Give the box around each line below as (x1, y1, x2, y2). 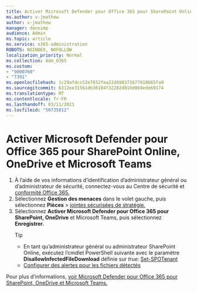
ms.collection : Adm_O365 (6, 58, 67, 63)
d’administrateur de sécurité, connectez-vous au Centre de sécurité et (14, 183, 185, 190)
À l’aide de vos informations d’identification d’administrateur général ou (14, 177, 187, 184)
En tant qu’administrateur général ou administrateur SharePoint (23, 243, 176, 250)
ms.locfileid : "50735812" (6, 107, 69, 113)
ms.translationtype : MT (6, 90, 64, 96)
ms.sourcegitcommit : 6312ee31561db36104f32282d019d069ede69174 (6, 85, 164, 91)
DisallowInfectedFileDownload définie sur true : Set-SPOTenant (23, 256, 178, 263)
